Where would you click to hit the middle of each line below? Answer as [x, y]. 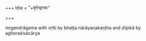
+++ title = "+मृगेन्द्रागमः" [28, 8]
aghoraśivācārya [23, 33]
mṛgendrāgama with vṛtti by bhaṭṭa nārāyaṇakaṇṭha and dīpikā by [73, 28]
